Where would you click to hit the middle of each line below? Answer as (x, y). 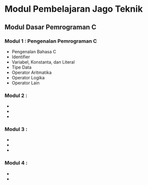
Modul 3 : (16, 129)
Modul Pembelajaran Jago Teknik (74, 9)
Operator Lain (25, 83)
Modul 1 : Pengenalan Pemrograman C (51, 41)
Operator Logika (28, 77)
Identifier (21, 57)
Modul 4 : (16, 163)
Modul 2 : (16, 95)
